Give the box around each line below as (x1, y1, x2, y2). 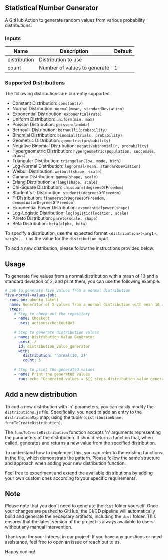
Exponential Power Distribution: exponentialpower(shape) (12, 205, 130, 211)
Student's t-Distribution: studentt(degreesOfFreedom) (12, 190, 121, 196)
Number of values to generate (39, 64, 110, 71)
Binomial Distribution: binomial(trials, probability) (12, 132, 123, 138)
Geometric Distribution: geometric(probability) (12, 137, 111, 144)
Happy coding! (5, 549, 36, 555)
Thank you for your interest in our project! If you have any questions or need (5, 534, 162, 540)
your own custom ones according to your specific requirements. (5, 475, 137, 481)
